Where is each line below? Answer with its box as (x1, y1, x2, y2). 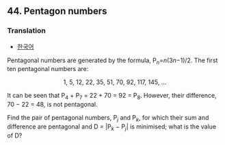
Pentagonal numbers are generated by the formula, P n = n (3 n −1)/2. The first (7, 56, 218, 66)
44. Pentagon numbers (7, 5, 107, 17)
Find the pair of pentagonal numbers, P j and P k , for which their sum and (7, 114, 209, 124)
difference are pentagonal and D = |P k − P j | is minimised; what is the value (7, 122, 217, 132)
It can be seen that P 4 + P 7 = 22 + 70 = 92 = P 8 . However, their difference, (7, 92, 217, 101)
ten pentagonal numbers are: (7, 65, 89, 73)
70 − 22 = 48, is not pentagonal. (7, 101, 98, 109)
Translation (7, 26, 46, 36)
